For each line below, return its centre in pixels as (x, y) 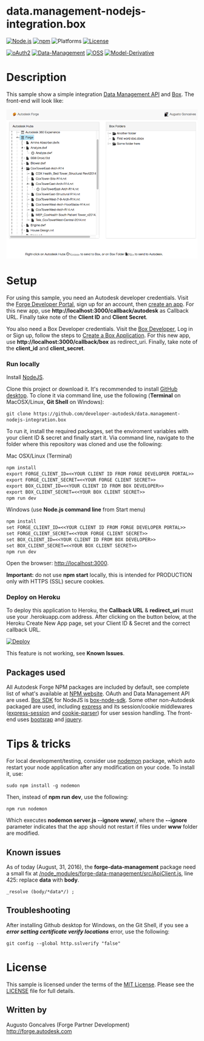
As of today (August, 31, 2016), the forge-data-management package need (101, 867)
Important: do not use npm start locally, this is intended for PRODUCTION (99, 575)
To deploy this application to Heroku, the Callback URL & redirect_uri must (100, 610)
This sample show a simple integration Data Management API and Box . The (100, 94)
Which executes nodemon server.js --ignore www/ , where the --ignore (97, 820)
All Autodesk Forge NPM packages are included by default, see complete (98, 687)
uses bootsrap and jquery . (50, 720)
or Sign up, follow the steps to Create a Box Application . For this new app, (98, 335)
